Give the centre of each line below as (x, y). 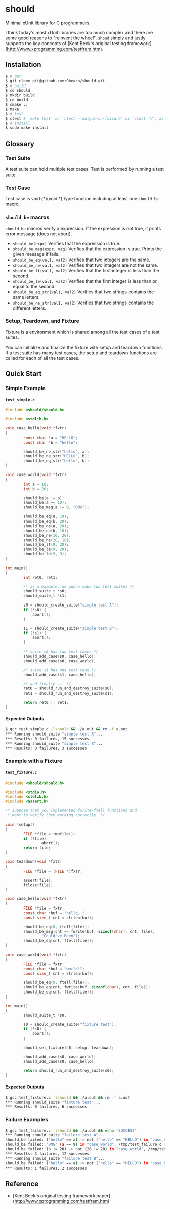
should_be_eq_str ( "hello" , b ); (56, 461)
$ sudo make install (27, 128)
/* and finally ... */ (47, 684)
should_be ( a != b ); (44, 498)
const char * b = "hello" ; (51, 442)
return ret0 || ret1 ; (46, 703)
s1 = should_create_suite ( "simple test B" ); (71, 628)
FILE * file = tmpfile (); (50, 834)
